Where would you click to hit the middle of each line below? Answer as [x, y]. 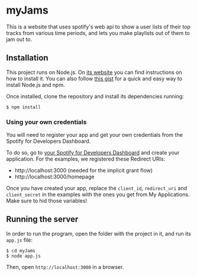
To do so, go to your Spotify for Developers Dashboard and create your [93, 153]
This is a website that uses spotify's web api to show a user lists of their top [98, 27]
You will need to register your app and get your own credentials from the [95, 135]
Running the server [42, 219]
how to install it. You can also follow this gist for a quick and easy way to [94, 78]
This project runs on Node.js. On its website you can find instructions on [94, 72]
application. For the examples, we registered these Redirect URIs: [86, 159]
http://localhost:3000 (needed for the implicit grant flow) [83, 171]
